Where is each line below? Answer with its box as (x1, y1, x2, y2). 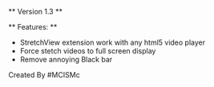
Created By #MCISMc (8, 70, 80, 79)
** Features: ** (8, 22, 58, 31)
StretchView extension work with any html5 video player (19, 38, 206, 47)
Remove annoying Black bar (19, 55, 113, 64)
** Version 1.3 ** (8, 7, 63, 16)
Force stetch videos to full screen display (19, 46, 156, 55)
